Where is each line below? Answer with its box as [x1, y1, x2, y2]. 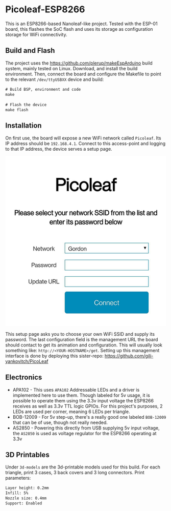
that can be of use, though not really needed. [12, 419, 108, 425]
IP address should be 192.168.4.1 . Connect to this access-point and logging [5, 140, 166, 147]
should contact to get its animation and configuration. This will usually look [5, 342, 162, 348]
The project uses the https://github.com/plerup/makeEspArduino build [5, 60, 153, 66]
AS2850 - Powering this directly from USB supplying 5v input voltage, [12, 424, 160, 431]
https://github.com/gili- [104, 353, 154, 359]
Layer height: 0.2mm [5, 485, 50, 490]
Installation [5, 121, 42, 130]
